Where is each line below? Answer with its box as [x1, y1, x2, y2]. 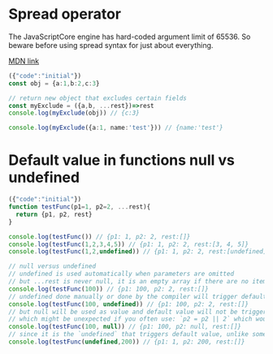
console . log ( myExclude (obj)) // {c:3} [8, 109, 140, 118]
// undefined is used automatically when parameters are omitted [8, 270, 234, 278]
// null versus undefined [8, 262, 96, 270]
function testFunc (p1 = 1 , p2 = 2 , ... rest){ [8, 203, 151, 211]
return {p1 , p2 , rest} [15, 210, 93, 218]
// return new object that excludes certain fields [8, 94, 187, 102]
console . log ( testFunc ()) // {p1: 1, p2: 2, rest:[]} [8, 232, 191, 240]
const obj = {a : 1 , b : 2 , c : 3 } [8, 79, 100, 88]
